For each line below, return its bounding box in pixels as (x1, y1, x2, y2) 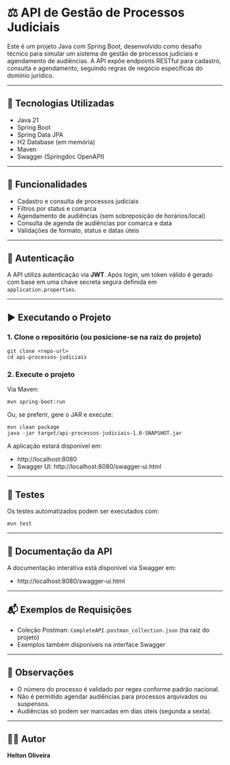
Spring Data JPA (16, 130, 64, 139)
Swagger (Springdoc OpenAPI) (16, 152, 105, 161)
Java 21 (16, 115, 39, 124)
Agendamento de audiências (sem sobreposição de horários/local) (16, 212, 206, 220)
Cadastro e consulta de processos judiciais (16, 197, 139, 205)
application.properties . (7, 285, 77, 293)
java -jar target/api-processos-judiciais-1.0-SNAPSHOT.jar (7, 430, 183, 437)
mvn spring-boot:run (7, 398, 66, 406)
